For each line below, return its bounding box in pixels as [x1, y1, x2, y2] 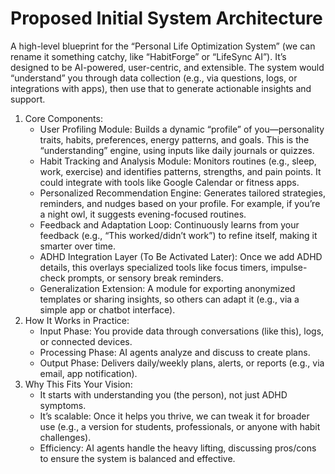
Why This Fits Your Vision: [24, 378, 133, 390]
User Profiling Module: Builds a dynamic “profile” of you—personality [39, 123, 325, 135]
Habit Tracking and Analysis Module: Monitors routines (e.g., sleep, [39, 155, 317, 167]
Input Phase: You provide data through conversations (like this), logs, [39, 325, 325, 337]
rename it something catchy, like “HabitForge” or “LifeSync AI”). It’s [10, 50, 287, 62]
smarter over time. [39, 240, 116, 252]
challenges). [39, 431, 92, 443]
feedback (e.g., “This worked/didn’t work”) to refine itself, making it [39, 229, 318, 241]
